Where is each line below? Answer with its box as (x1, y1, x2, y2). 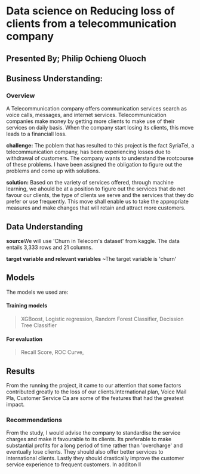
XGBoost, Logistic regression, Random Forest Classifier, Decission (20, 315, 184, 323)
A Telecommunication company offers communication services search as (6, 105, 187, 112)
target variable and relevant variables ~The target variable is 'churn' (6, 256, 177, 263)
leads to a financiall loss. (6, 130, 67, 138)
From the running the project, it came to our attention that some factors (6, 382, 181, 389)
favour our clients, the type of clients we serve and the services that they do (6, 192, 194, 199)
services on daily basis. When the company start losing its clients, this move (6, 124, 194, 131)
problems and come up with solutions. (6, 167, 100, 174)
